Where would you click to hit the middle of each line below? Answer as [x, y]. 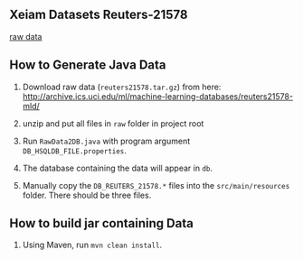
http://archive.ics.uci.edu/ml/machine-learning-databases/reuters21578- [158, 96]
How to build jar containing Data [102, 223]
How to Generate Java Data [88, 65]
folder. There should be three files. [87, 195]
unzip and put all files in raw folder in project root [113, 123]
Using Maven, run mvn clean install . [92, 245]
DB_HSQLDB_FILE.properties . [74, 150]
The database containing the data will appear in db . [117, 168]
